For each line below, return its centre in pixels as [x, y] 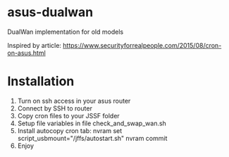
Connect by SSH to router [55, 108]
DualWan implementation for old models [66, 32]
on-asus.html [26, 53]
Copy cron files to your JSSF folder [68, 115]
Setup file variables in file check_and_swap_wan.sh [92, 123]
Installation [41, 81]
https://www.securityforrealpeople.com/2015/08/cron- [142, 45]
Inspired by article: [35, 45]
